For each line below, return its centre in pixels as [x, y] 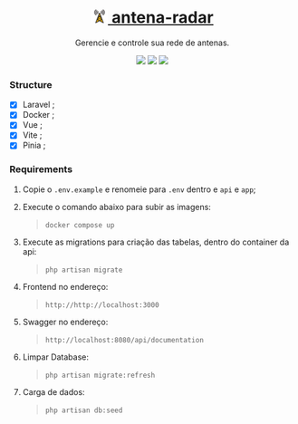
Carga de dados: [53, 391]
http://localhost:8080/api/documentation [124, 340]
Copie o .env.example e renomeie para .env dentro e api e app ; [139, 189]
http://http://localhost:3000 [102, 305]
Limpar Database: [55, 357]
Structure [31, 84]
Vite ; [32, 135]
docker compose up [80, 225]
